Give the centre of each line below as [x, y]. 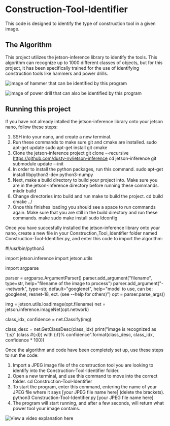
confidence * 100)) [25, 340]
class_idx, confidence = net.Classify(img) [48, 319]
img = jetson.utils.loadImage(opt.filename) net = [55, 304]
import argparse [22, 268]
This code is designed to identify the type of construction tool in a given [80, 23]
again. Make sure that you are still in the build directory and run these [85, 212]
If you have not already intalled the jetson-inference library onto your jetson [84, 121]
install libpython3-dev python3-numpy [53, 175]
